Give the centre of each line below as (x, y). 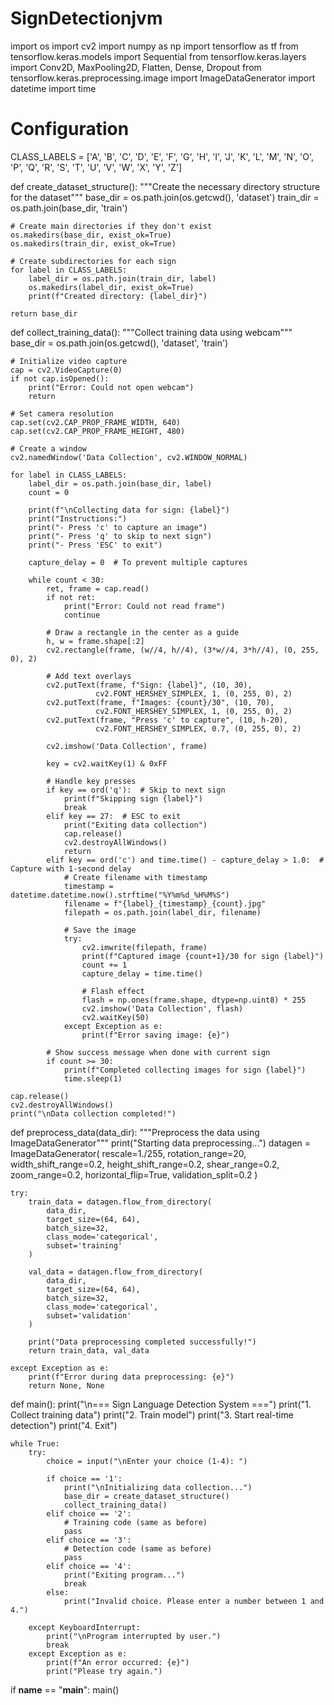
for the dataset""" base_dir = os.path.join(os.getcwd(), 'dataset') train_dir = (165, 197)
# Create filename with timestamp (135, 877)
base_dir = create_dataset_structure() (146, 1496)
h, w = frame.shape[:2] (95, 641)
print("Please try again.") (104, 1671)
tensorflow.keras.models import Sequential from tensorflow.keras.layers (158, 56)
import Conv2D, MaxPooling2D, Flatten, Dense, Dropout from (136, 67)
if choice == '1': (84, 1478)
